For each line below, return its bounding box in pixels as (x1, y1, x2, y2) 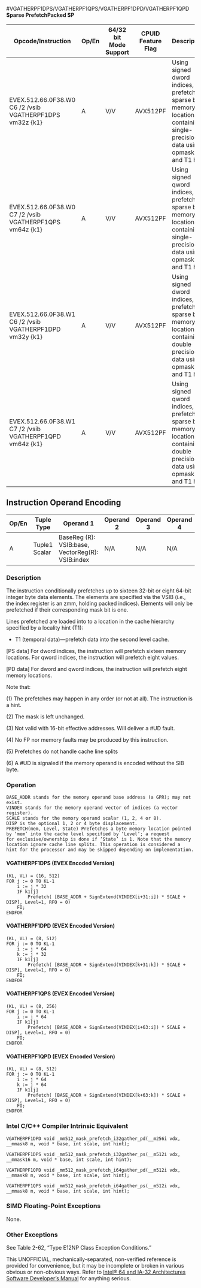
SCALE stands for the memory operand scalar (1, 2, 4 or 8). (6, 815, 162, 821)
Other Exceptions (6, 1230, 58, 1239)
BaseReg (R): (59, 533, 96, 541)
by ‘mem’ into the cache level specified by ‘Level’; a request (6, 831, 170, 837)
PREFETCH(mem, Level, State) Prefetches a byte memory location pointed (6, 826, 191, 832)
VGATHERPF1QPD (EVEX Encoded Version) (6, 1052, 115, 1060)
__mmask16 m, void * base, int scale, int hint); (6, 1157, 133, 1163)
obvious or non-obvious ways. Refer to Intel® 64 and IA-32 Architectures (6, 1268, 186, 1276)
